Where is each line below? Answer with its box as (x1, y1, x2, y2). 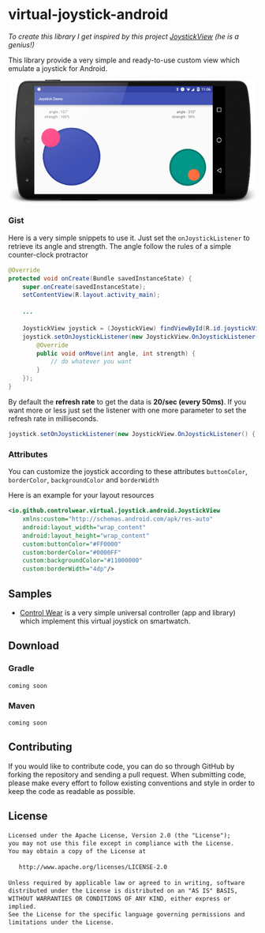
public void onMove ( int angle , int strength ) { (36, 349, 196, 357)
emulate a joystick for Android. (8, 63, 108, 73)
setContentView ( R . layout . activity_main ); (22, 291, 160, 299)
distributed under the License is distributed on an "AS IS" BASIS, (8, 886, 238, 894)
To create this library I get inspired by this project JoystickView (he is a (8, 32, 239, 41)
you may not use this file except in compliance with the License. (8, 839, 235, 847)
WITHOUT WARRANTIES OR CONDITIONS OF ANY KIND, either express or (8, 894, 231, 902)
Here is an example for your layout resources (8, 491, 155, 500)
